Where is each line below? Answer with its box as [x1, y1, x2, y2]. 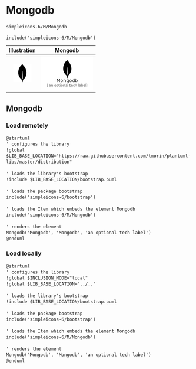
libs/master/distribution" [6, 159, 72, 165]
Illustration [8, 47, 36, 54]
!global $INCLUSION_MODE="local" [6, 275, 88, 281]
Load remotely [6, 121, 49, 129]
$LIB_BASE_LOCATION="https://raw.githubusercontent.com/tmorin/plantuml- [6, 153, 191, 159]
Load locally [6, 249, 42, 257]
